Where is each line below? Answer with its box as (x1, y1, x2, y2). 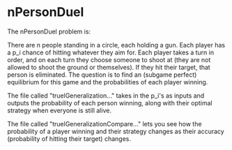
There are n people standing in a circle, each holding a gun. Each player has (7, 40, 225, 49)
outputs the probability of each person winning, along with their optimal (7, 98, 212, 107)
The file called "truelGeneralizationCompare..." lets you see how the (7, 119, 202, 128)
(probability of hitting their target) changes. (7, 134, 131, 143)
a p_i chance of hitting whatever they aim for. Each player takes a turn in (7, 48, 215, 57)
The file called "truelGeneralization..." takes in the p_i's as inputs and (7, 91, 205, 100)
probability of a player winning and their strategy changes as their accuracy (7, 127, 224, 135)
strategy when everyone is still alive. (7, 106, 111, 114)
